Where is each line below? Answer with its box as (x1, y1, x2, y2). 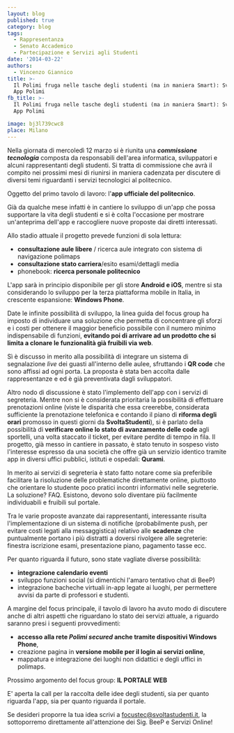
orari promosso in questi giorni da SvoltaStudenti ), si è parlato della (7, 417, 203, 426)
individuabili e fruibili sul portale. (7, 498, 100, 507)
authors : (7, 62, 33, 69)
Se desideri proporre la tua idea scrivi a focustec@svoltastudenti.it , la (7, 710, 207, 718)
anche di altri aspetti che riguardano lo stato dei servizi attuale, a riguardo (7, 611, 219, 620)
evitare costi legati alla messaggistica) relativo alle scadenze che (7, 526, 194, 535)
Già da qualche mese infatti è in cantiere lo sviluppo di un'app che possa (7, 203, 216, 211)
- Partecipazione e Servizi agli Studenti (13, 50, 139, 57)
